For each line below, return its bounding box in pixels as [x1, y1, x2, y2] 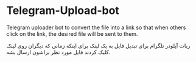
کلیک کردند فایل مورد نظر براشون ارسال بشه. [6, 48, 111, 55]
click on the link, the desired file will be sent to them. [6, 30, 138, 37]
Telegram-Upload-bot [6, 4, 120, 18]
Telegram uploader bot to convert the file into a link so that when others [6, 24, 186, 31]
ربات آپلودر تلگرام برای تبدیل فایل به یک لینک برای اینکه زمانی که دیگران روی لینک [6, 42, 191, 49]
